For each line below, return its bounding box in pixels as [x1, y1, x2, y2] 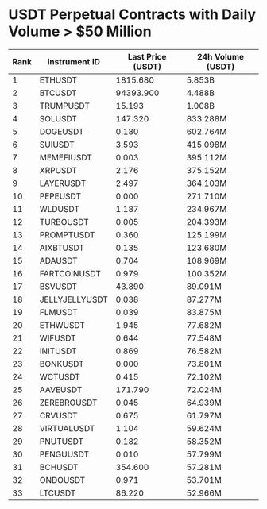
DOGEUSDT [39, 125, 84, 137]
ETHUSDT [39, 74, 78, 85]
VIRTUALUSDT [39, 422, 95, 434]
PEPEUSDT [39, 191, 82, 202]
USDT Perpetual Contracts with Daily [8, 6, 257, 24]
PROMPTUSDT [39, 229, 95, 240]
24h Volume [197, 51, 245, 62]
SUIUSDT [39, 139, 75, 150]
